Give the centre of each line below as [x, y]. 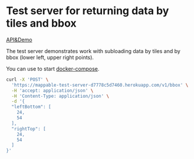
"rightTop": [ [29, 129]
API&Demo [19, 39]
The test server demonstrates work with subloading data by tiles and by [93, 51]
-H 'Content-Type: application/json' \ [60, 96]
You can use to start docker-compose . [53, 68]
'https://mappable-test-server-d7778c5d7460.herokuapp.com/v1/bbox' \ [100, 85]
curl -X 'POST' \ [27, 79]
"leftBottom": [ [31, 107]
